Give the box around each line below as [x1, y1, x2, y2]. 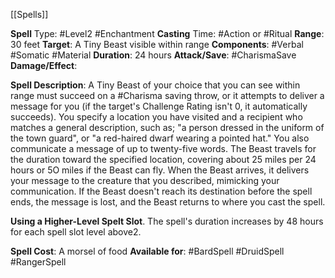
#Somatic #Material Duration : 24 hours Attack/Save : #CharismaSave [10, 49, 297, 61]
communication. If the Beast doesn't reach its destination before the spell [10, 185, 313, 197]
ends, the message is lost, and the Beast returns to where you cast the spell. [10, 196, 326, 208]
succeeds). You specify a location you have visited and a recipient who [10, 111, 303, 123]
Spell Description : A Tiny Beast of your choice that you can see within [10, 79, 301, 91]
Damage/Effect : [10, 60, 78, 71]
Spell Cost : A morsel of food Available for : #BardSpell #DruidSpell [10, 245, 285, 257]
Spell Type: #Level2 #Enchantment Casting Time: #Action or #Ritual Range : [10, 28, 325, 39]
